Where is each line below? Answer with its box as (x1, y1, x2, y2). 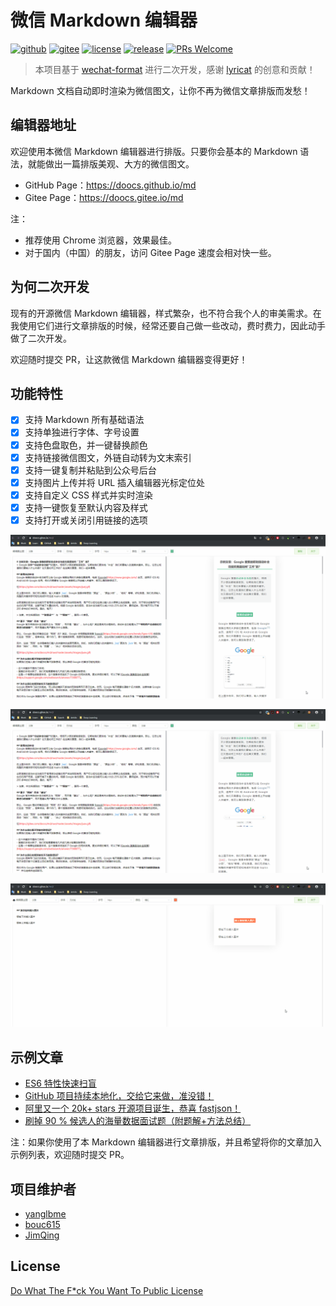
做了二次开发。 (10, 332, 72, 344)
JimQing (24, 1229, 60, 1241)
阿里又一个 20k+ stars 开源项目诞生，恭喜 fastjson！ (24, 1102, 242, 1115)
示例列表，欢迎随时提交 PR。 (10, 1149, 130, 1161)
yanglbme (24, 1208, 67, 1220)
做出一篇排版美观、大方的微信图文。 (44, 157, 195, 170)
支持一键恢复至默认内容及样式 (24, 501, 148, 513)
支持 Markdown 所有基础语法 (24, 414, 145, 426)
